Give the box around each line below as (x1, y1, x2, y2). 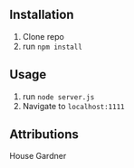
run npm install (22, 41, 83, 51)
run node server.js (22, 90, 95, 102)
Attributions (9, 126, 80, 143)
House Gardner (9, 151, 67, 162)
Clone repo (22, 31, 65, 42)
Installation (9, 7, 74, 23)
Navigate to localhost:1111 (22, 100, 125, 111)
